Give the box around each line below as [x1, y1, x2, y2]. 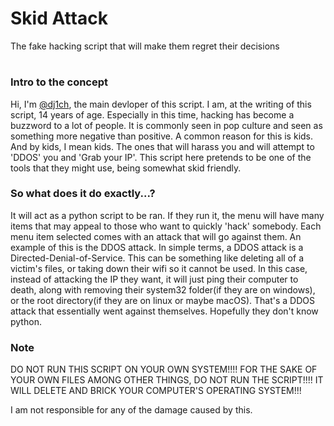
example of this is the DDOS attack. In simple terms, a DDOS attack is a [10, 241, 304, 253]
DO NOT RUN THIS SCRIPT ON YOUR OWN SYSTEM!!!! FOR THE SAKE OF [10, 363, 318, 376]
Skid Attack [10, 7, 108, 30]
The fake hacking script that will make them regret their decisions [10, 40, 280, 52]
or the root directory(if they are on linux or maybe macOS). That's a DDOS [10, 294, 315, 306]
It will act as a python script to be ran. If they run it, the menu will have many [10, 209, 325, 221]
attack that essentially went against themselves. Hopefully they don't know [10, 305, 319, 317]
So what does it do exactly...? [10, 187, 156, 201]
